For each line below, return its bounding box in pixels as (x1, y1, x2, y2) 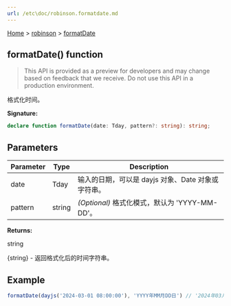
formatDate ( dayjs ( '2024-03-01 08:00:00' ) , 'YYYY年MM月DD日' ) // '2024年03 (7, 292, 222, 299)
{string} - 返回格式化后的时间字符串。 (7, 254, 113, 262)
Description (129, 162, 169, 172)
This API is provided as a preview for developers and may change (23, 67, 210, 75)
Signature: (7, 109, 38, 117)
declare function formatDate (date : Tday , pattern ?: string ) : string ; (7, 123, 211, 130)
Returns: (7, 226, 33, 235)
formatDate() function (7, 49, 103, 60)
